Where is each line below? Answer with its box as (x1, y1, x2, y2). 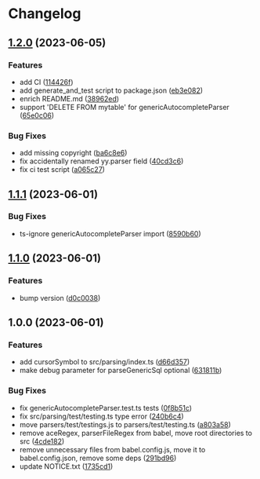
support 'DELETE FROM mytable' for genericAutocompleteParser (19, 102, 229, 112)
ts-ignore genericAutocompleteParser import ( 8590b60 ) (19, 229, 201, 238)
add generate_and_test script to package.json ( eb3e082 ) (19, 86, 204, 95)
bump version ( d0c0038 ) (19, 293, 101, 302)
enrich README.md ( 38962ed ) (19, 93, 120, 103)
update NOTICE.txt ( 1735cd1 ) (19, 461, 114, 471)
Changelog (8, 5, 81, 23)
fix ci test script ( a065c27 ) (19, 165, 106, 174)
